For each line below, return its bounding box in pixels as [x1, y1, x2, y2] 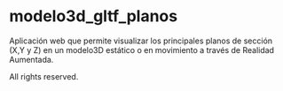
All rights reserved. [9, 71, 79, 81]
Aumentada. [9, 54, 54, 64]
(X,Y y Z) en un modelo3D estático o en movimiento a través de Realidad [9, 44, 275, 55]
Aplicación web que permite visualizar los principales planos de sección [9, 35, 273, 46]
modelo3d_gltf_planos [9, 6, 178, 27]
